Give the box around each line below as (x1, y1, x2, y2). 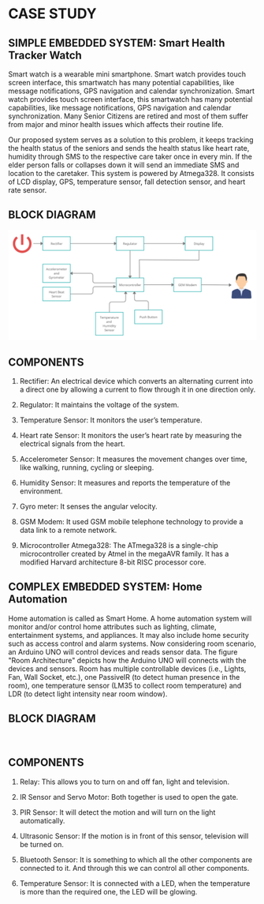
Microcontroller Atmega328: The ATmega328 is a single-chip (19, 541, 218, 550)
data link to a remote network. (19, 526, 117, 535)
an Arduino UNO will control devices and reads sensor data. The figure (8, 647, 238, 656)
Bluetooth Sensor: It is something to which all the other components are (19, 854, 253, 865)
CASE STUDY (8, 5, 97, 23)
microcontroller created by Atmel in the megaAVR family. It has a (19, 550, 229, 559)
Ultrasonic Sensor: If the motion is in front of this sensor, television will (19, 831, 249, 841)
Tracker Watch (8, 48, 83, 62)
